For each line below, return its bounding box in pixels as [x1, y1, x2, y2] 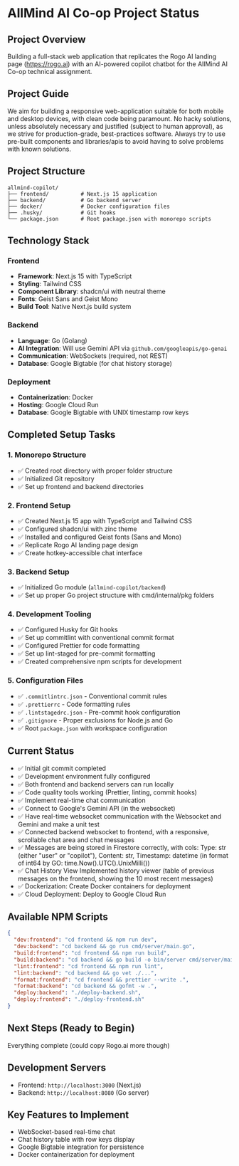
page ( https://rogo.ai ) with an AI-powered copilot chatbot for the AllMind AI [7, 60, 228, 68]
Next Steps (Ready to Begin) [7, 1022, 135, 1034]
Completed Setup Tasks [7, 429, 116, 441]
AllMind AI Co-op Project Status [7, 5, 200, 21]
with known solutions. [7, 145, 71, 153]
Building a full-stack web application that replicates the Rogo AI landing [7, 52, 217, 61]
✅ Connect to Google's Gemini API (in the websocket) [17, 804, 176, 812]
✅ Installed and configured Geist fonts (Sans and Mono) [17, 532, 182, 541]
